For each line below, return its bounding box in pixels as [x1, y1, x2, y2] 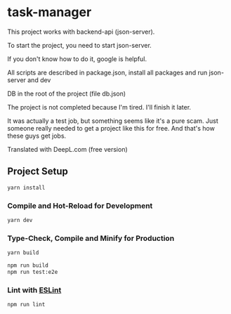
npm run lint [7, 301, 46, 308]
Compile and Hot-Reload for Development [7, 201, 153, 211]
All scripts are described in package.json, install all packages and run [7, 68, 208, 77]
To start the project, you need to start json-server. [7, 41, 152, 49]
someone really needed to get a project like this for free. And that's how [7, 124, 216, 132]
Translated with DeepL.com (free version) [7, 145, 128, 153]
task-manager [7, 4, 92, 20]
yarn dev [7, 216, 33, 223]
